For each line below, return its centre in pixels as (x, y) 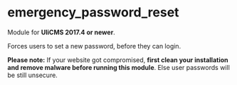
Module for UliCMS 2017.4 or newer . (61, 32)
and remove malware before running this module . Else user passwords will (118, 67)
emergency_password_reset (93, 12)
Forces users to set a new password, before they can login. (94, 46)
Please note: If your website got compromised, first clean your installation (118, 60)
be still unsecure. (33, 75)
